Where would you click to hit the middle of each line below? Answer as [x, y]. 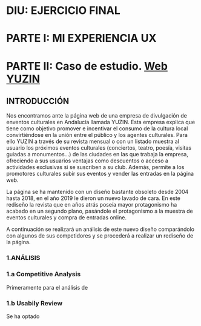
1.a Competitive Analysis [44, 274]
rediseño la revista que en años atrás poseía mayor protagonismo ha [92, 205]
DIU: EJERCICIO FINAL [64, 11]
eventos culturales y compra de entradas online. [67, 218]
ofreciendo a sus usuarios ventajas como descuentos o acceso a [87, 161]
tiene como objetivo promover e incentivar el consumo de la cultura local [97, 128]
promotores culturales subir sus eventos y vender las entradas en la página [100, 174]
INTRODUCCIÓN [38, 101]
